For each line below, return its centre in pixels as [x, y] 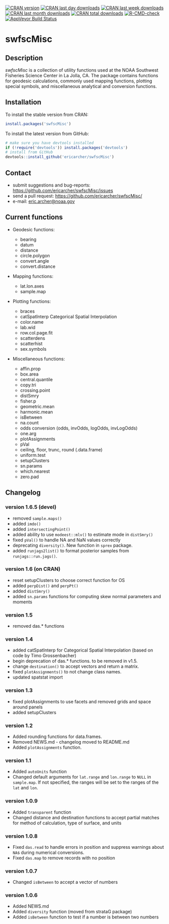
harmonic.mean [36, 412]
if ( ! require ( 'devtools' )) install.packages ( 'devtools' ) [67, 147]
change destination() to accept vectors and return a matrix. [76, 666]
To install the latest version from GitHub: [47, 133]
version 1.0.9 [22, 801]
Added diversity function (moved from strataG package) [72, 912]
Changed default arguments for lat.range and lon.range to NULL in [82, 777]
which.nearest [35, 471]
